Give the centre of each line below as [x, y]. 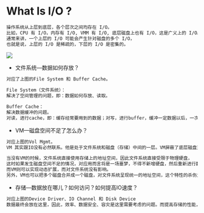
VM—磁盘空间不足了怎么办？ [51, 130]
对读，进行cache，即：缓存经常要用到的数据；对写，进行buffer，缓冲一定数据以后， [98, 118]
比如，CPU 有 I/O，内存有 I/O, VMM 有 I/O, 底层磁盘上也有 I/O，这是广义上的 [96, 33]
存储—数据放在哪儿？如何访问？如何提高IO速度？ [76, 187]
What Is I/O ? [39, 11]
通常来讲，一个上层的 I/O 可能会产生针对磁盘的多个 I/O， [70, 38]
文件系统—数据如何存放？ [47, 68]
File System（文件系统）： [36, 90]
